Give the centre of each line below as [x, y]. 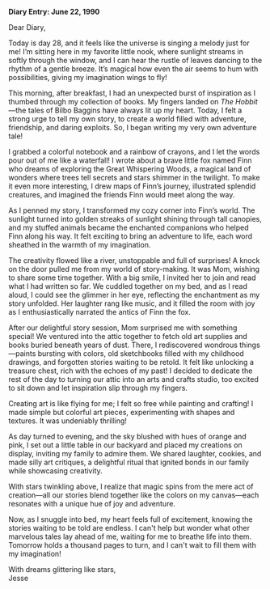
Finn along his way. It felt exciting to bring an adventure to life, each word [131, 236]
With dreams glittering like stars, [62, 569]
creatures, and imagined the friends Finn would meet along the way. [122, 195]
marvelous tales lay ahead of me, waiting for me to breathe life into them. [130, 536]
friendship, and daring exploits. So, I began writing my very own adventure [133, 127]
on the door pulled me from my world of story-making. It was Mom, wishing [134, 269]
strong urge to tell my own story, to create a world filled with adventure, [127, 119]
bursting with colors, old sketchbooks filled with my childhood [141, 354]
